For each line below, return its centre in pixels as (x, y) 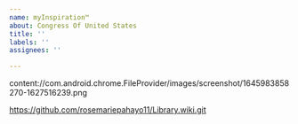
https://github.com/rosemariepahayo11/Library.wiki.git (108, 110)
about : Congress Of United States (73, 26)
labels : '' (29, 42)
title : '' (28, 34)
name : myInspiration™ (49, 17)
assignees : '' (36, 50)
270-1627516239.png (48, 93)
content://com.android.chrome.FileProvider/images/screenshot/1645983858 (149, 83)
